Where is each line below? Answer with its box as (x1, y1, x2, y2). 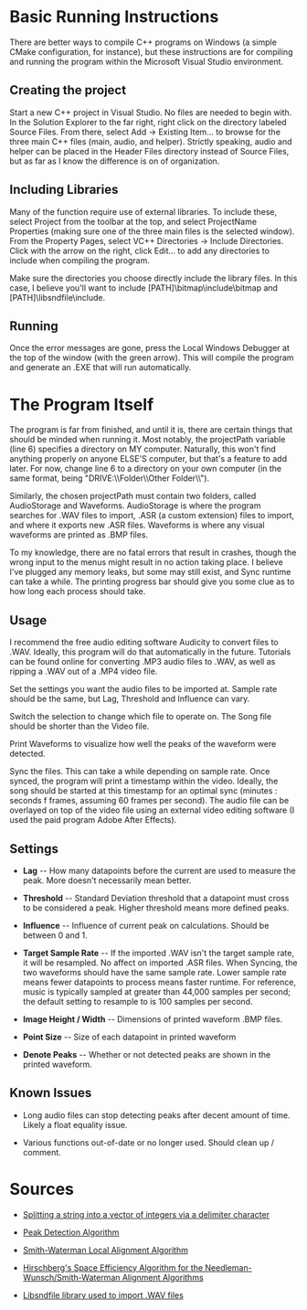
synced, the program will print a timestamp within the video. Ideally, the (9, 775, 279, 787)
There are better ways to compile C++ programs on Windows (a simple (9, 37, 277, 48)
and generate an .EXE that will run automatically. (9, 362, 192, 373)
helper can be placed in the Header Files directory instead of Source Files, (9, 145, 290, 156)
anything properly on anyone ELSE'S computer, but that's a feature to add (9, 453, 288, 464)
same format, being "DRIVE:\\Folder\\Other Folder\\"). (9, 473, 210, 484)
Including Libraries (9, 182, 119, 197)
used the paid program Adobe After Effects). (9, 815, 177, 825)
